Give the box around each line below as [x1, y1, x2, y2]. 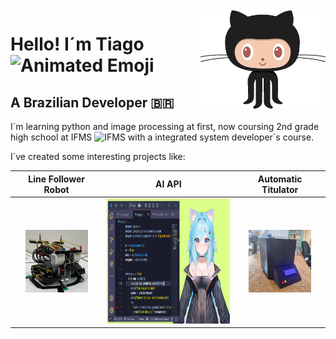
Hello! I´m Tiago [10, 33, 145, 56]
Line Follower [28, 173, 85, 185]
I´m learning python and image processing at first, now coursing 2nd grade [10, 121, 320, 132]
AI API [154, 178, 182, 190]
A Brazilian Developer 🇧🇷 [10, 94, 175, 111]
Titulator [261, 183, 299, 195]
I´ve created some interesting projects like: [10, 151, 186, 162]
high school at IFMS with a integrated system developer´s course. [10, 131, 315, 143]
